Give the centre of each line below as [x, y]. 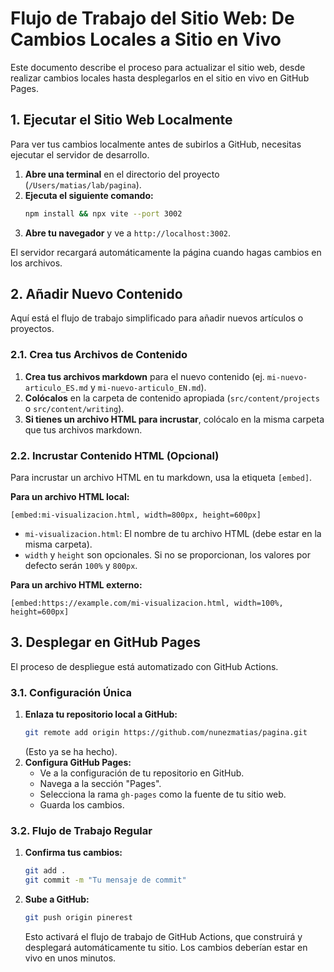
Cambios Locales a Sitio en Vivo [146, 39]
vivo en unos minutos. [70, 958]
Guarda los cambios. [82, 805]
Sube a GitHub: [57, 899]
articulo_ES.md [56, 388]
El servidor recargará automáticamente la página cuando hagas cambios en [166, 252]
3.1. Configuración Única [71, 692]
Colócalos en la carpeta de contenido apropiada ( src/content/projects [172, 398]
